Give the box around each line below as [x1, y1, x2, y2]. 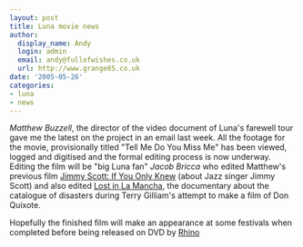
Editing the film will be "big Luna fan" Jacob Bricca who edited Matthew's [9, 161, 287, 173]
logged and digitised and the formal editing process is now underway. [9, 152, 271, 163]
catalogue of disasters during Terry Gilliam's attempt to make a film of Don [9, 190, 289, 201]
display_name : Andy [17, 38, 92, 48]
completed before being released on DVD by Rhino [9, 227, 200, 238]
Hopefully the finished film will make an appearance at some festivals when [9, 217, 293, 228]
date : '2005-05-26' [9, 73, 84, 82]
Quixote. [9, 200, 41, 211]
